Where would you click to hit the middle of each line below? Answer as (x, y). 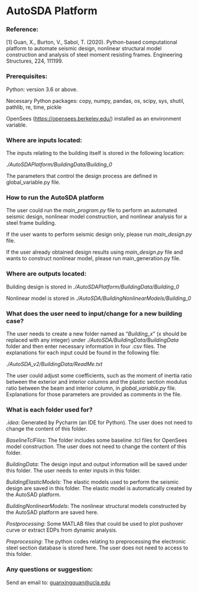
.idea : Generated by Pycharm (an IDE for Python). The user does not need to (99, 423)
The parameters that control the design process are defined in (82, 176)
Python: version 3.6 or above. (42, 89)
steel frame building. (31, 223)
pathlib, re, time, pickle (34, 107)
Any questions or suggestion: (50, 570)
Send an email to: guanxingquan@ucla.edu (58, 582)
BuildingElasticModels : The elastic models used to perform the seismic (92, 482)
